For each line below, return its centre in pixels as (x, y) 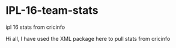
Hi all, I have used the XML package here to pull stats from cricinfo (88, 38)
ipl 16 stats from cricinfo (35, 27)
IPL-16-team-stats (52, 10)
